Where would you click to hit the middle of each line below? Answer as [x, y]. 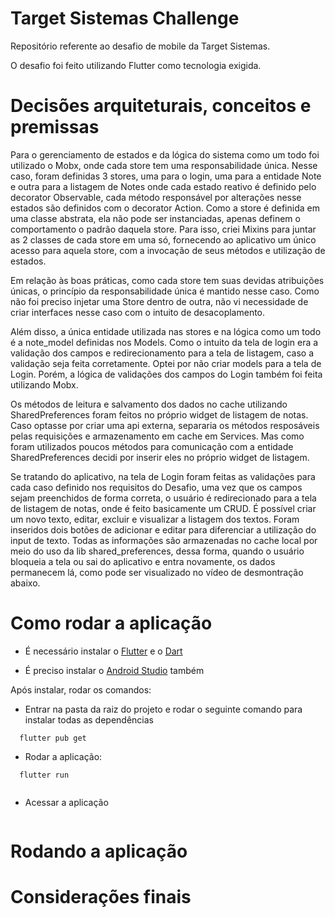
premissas [55, 127]
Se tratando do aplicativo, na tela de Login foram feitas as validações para [163, 476]
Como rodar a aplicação [111, 623]
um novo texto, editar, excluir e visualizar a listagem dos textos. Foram [155, 519]
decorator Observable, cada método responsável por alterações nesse [156, 197]
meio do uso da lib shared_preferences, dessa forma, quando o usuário [157, 551]
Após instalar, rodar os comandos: [81, 689]
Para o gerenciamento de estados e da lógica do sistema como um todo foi [165, 154]
